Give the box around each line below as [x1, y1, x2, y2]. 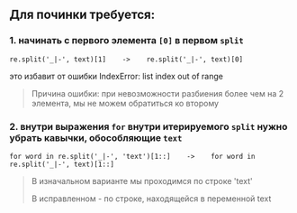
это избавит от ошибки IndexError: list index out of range [9, 70, 223, 81]
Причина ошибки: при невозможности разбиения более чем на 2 [31, 88, 284, 98]
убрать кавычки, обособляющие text [9, 131, 183, 144]
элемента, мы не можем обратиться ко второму [31, 97, 219, 108]
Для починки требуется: [9, 7, 156, 23]
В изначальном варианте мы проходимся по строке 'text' [31, 175, 254, 186]
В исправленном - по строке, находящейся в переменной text [31, 193, 272, 204]
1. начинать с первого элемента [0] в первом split [9, 34, 245, 47]
